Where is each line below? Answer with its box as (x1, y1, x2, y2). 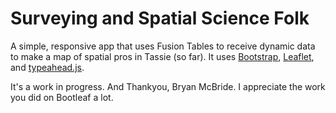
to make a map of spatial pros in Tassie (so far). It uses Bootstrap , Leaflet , (10, 50, 315, 62)
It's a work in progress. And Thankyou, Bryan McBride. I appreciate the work (10, 80, 326, 92)
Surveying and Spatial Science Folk (10, 7, 310, 30)
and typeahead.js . (10, 61, 85, 73)
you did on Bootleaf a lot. (10, 91, 114, 103)
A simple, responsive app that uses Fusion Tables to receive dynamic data (10, 40, 316, 52)
